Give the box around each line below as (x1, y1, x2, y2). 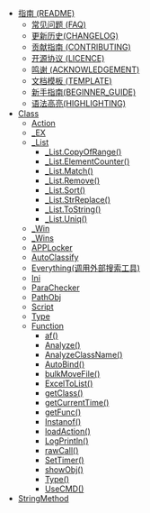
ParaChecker (31, 282, 80, 293)
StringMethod (17, 493, 69, 503)
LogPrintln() (44, 435, 89, 446)
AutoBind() (44, 359, 85, 370)
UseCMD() (44, 483, 84, 494)
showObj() (44, 464, 84, 475)
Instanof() (44, 417, 82, 426)
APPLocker (31, 243, 74, 252)
